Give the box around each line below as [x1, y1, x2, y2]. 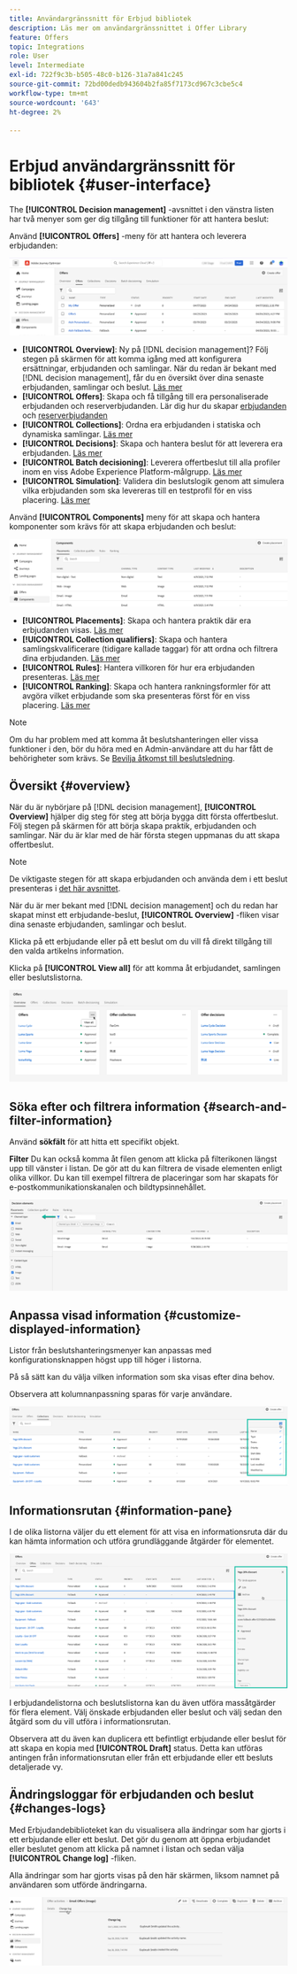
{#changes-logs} [9, 1801, 106, 1816]
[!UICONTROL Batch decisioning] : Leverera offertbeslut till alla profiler [21, 457, 281, 468]
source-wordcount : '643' [9, 98, 101, 107]
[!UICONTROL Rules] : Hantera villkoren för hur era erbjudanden [21, 662, 255, 673]
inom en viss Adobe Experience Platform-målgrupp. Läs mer [21, 467, 243, 477]
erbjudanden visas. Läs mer [21, 624, 124, 635]
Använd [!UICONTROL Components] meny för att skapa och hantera [9, 512, 261, 522]
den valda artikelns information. [9, 945, 125, 956]
